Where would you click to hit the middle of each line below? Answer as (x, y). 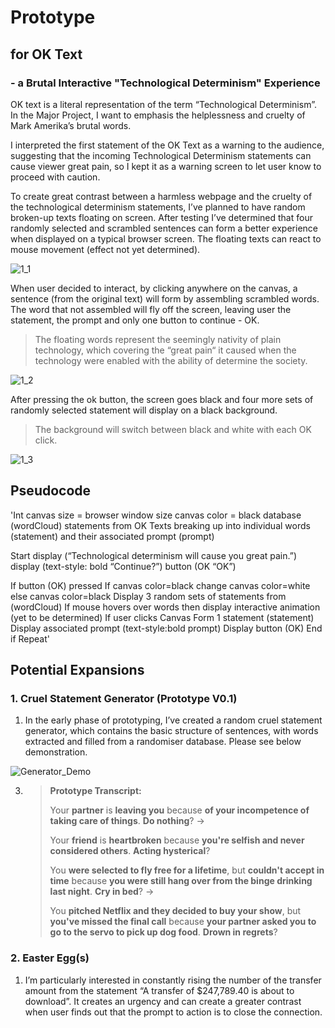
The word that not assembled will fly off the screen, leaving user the (151, 309)
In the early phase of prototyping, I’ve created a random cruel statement (173, 720)
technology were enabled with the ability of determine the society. (171, 360)
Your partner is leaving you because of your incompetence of (179, 810)
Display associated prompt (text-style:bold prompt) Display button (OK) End (166, 628)
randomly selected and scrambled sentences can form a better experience (164, 228)
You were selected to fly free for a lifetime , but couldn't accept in (187, 870)
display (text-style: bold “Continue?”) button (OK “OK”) (123, 566)
